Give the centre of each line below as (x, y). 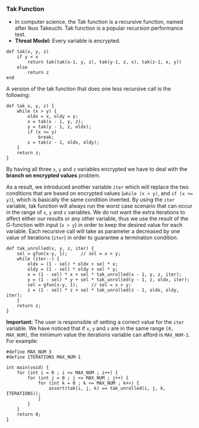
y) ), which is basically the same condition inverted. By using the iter (91, 200)
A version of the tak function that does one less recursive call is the (89, 89)
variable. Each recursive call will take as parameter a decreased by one (93, 232)
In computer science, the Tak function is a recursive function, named (99, 22)
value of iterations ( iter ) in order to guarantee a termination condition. (92, 238)
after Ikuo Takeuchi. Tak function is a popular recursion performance (99, 28)
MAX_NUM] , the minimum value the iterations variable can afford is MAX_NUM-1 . (98, 335)
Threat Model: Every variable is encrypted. (67, 41)
